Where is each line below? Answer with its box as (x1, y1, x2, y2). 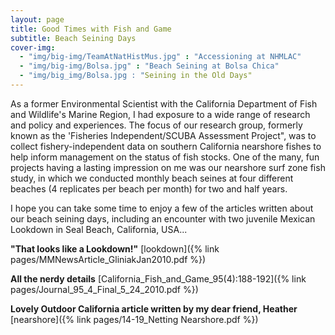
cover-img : (10, 42, 56, 53)
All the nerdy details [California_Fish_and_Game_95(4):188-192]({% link (10, 272, 307, 285)
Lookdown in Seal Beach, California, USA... (10, 223, 188, 235)
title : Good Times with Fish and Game (10, 24, 172, 34)
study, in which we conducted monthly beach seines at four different (10, 172, 294, 184)
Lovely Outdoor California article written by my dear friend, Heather (10, 302, 298, 315)
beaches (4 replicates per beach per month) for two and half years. (10, 182, 288, 195)
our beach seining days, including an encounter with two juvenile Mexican (10, 212, 316, 225)
